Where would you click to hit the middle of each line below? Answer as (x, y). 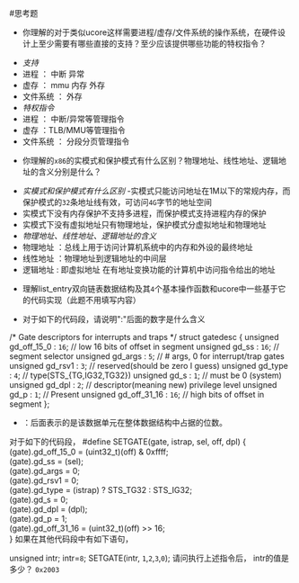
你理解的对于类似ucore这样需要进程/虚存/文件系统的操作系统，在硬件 (150, 32)
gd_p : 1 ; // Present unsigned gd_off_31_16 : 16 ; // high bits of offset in (137, 395)
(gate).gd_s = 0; (39, 499)
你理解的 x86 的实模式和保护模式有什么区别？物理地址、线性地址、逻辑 (150, 161)
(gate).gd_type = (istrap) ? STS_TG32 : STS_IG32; (101, 490)
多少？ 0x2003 (35, 569)
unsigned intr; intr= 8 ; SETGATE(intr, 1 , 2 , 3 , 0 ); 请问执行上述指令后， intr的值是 (149, 558)
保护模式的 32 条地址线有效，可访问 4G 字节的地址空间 (117, 202)
